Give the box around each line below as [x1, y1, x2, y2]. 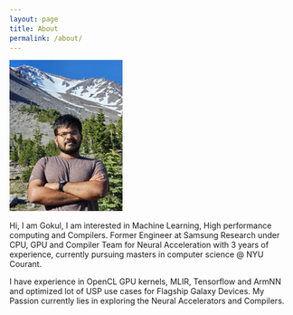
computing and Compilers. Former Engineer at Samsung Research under [9, 230, 280, 241]
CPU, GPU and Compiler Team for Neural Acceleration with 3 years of [9, 240, 269, 251]
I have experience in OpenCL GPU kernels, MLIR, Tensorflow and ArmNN [9, 276, 282, 287]
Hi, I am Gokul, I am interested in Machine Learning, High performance [9, 220, 272, 231]
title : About [9, 24, 59, 33]
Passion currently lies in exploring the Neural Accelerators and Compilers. [9, 295, 285, 307]
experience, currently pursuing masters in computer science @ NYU [9, 249, 264, 260]
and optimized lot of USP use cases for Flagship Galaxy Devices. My [9, 286, 265, 297]
